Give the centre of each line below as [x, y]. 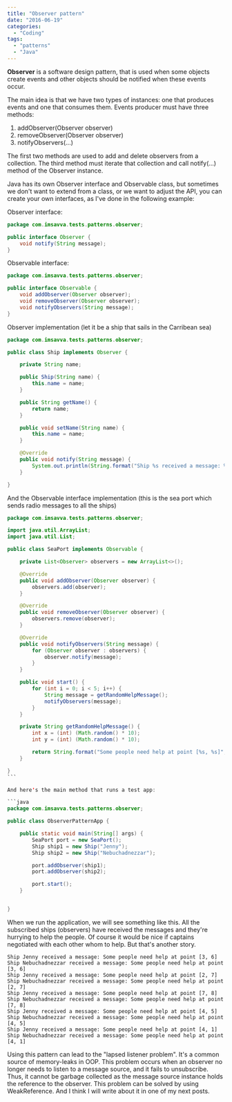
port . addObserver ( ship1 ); [69, 865]
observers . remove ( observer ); [74, 619]
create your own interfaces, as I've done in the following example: [101, 198]
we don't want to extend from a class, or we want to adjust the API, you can [115, 191]
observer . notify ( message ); [83, 657]
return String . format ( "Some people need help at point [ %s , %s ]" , [129, 752]
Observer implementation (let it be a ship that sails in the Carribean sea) [109, 327]
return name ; [51, 409]
